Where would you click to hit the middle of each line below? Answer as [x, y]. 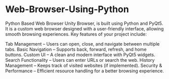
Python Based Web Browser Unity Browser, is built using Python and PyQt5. [84, 23]
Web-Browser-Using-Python [67, 9]
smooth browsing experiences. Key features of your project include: [76, 34]
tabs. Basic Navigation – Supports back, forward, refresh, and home [76, 49]
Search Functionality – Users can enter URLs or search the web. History [80, 60]
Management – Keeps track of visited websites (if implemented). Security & [84, 65]
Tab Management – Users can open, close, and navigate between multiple [82, 44]
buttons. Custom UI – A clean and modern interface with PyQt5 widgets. [80, 55]
